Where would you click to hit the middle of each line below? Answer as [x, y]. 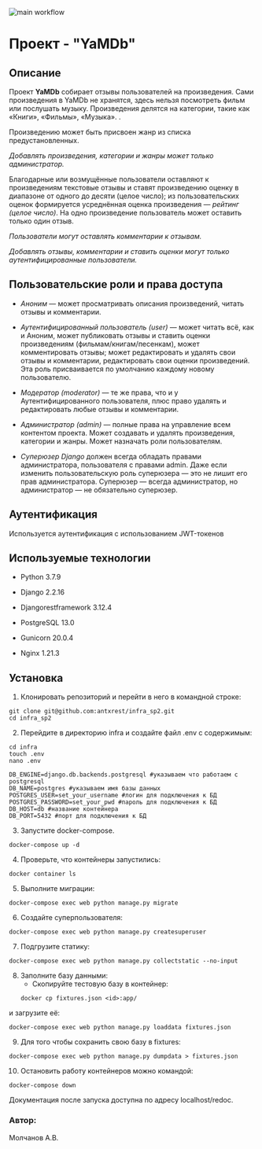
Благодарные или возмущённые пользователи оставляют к [109, 179]
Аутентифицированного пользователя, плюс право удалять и [123, 400]
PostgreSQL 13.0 [47, 623]
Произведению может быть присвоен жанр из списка [100, 132]
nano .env [25, 761]
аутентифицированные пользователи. [73, 260]
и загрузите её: [35, 1013]
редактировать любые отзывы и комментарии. [100, 409]
